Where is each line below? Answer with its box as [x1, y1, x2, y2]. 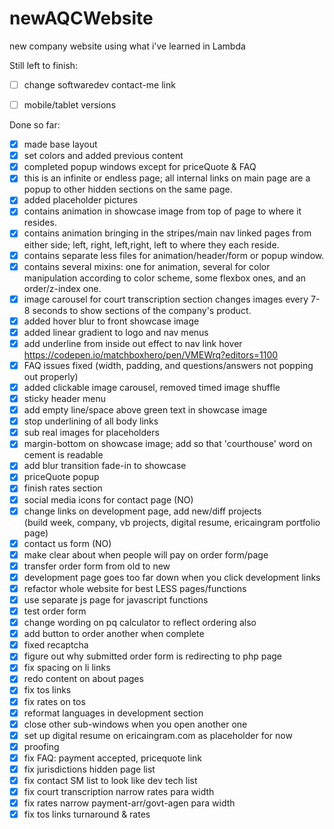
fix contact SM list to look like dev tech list [23, 774, 198, 786]
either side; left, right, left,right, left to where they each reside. [23, 238, 280, 251]
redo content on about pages [23, 673, 144, 685]
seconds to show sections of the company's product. [32, 304, 252, 316]
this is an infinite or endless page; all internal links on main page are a [23, 172, 311, 184]
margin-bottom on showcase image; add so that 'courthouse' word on [23, 438, 313, 450]
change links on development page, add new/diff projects [23, 505, 262, 517]
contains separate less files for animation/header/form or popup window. [23, 249, 325, 261]
